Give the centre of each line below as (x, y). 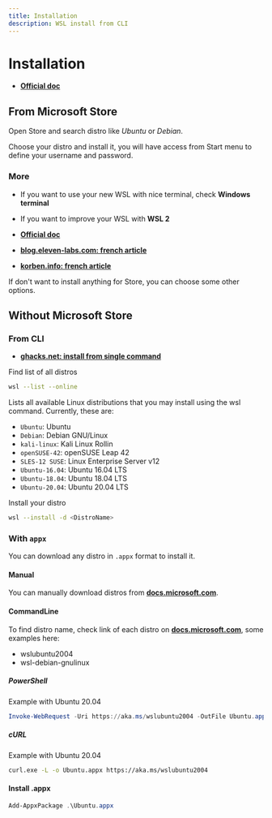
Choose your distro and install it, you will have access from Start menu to (130, 147)
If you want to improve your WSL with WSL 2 (95, 218)
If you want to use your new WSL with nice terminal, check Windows (135, 194)
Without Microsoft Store (70, 315)
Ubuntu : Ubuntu (45, 427)
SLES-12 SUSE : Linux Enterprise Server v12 (90, 461)
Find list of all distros (43, 372)
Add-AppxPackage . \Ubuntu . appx (61, 805)
